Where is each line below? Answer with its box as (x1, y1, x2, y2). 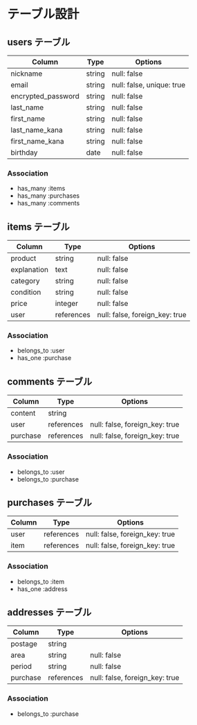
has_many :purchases (17, 191, 80, 200)
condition (10, 287, 41, 297)
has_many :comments (17, 199, 80, 207)
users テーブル (7, 36, 71, 48)
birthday (10, 148, 38, 157)
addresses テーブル (7, 606, 92, 618)
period (10, 662, 32, 672)
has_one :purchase (17, 354, 72, 362)
